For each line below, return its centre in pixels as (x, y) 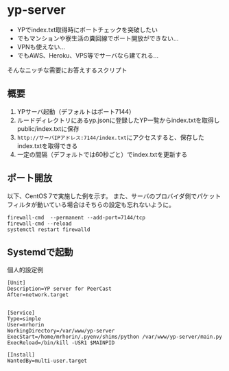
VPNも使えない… (41, 47)
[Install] (21, 355)
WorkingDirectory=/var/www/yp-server (61, 331)
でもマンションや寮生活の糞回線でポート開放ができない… (98, 38)
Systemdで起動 (40, 252)
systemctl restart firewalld (49, 229)
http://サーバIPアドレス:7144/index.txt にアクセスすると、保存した (110, 137)
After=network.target (38, 295)
